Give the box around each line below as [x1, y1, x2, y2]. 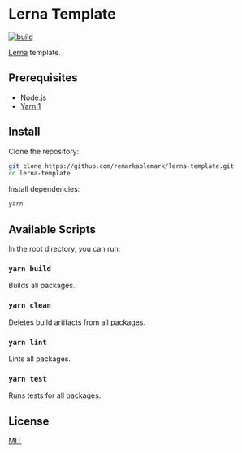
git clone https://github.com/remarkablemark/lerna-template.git [8, 162, 234, 170]
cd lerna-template [8, 170, 71, 178]
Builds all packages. [8, 281, 76, 291]
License [8, 414, 50, 428]
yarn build [8, 264, 51, 273]
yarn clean [8, 301, 51, 310]
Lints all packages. [8, 354, 71, 364]
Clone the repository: [8, 146, 80, 156]
